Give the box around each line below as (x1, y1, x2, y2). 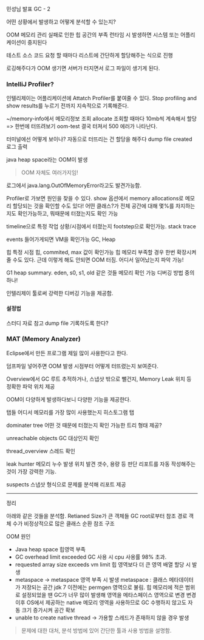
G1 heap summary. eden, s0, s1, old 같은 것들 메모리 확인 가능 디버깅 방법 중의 (6, 269, 195, 276)
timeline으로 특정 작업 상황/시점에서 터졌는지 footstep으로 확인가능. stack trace (6, 223, 196, 230)
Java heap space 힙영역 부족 (15, 545, 86, 553)
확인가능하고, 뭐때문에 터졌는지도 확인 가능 (17, 210, 118, 217)
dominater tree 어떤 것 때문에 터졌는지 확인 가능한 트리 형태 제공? (6, 421, 162, 429)
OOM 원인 (6, 533, 31, 540)
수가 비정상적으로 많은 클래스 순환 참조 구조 (12, 520, 115, 527)
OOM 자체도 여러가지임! (21, 169, 78, 176)
